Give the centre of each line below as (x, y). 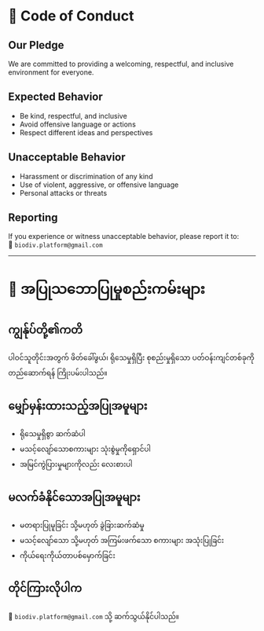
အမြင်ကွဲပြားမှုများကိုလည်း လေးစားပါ (76, 464)
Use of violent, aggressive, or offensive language (99, 185)
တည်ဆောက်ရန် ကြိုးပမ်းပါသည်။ (58, 373)
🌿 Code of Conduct (71, 16)
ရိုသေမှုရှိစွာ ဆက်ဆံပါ (52, 434)
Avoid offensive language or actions (77, 124)
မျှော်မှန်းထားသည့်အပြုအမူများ (78, 406)
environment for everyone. (51, 72)
